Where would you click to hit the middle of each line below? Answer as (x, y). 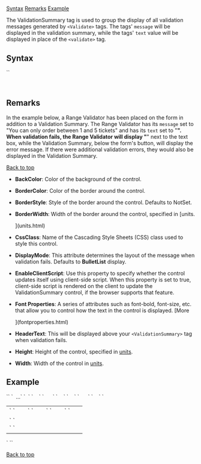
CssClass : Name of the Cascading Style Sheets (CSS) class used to (99, 237)
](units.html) (30, 225)
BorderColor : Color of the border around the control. (80, 190)
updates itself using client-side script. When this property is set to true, (103, 279)
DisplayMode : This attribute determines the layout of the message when (105, 255)
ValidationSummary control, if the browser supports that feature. (94, 292)
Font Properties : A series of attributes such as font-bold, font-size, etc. (103, 304)
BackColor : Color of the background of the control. (78, 179)
